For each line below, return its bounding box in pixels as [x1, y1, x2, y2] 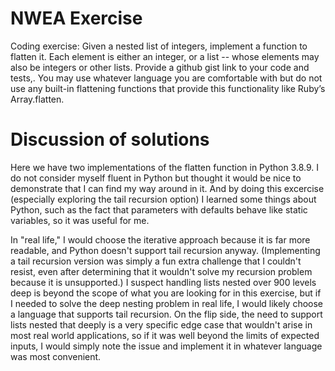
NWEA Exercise [10, 7, 143, 30]
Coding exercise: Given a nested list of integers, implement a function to [10, 40, 308, 52]
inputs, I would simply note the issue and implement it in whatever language [10, 340, 323, 352]
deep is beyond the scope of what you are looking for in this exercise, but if [10, 287, 322, 299]
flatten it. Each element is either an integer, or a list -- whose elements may [10, 50, 320, 62]
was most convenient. [10, 350, 102, 362]
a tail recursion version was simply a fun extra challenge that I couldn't [10, 255, 302, 267]
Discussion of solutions [10, 128, 210, 151]
